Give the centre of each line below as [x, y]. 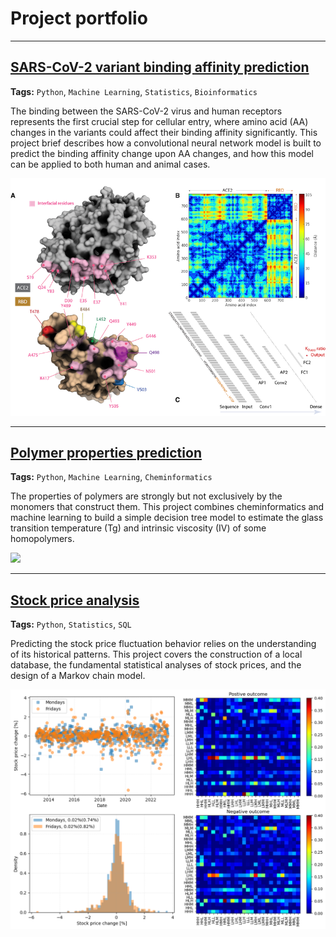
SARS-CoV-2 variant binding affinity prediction [160, 67]
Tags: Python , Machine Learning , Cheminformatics [111, 477]
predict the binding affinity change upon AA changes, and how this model [162, 153]
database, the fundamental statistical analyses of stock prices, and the [156, 665]
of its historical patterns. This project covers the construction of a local [156, 654]
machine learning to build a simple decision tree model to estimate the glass [167, 518]
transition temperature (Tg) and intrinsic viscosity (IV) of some [138, 528]
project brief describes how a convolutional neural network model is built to [166, 143]
